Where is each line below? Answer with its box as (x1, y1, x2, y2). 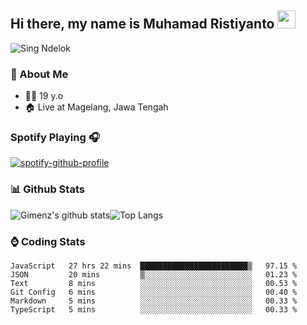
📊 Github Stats (10, 182, 85, 196)
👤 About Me (10, 67, 69, 81)
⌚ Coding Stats (10, 234, 86, 248)
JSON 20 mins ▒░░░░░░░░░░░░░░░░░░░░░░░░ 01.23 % (10, 270, 298, 280)
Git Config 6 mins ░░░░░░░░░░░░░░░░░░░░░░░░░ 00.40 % (10, 287, 298, 297)
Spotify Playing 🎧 (10, 131, 100, 145)
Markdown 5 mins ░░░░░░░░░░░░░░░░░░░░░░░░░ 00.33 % (10, 296, 298, 306)
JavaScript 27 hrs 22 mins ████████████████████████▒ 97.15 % (10, 261, 298, 271)
